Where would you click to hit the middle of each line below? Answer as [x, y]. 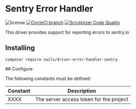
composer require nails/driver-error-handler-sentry [61, 59]
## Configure [19, 68]
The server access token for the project [82, 99]
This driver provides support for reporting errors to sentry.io [67, 32]
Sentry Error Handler [49, 9]
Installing [20, 48]
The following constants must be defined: [48, 78]
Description [82, 90]
